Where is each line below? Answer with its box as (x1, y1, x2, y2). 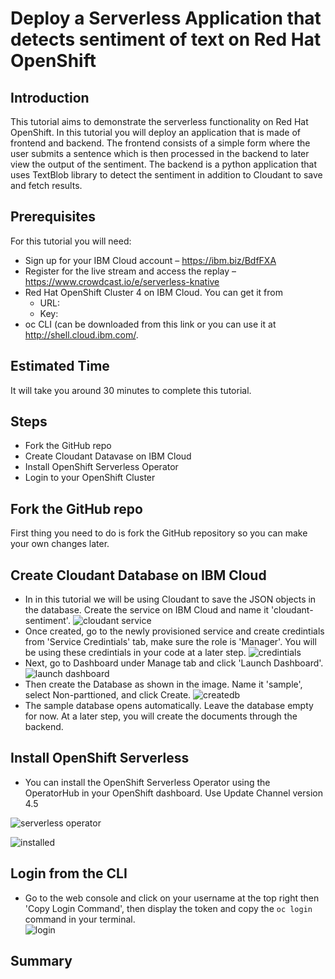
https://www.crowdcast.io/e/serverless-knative (24, 275, 220, 287)
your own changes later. (10, 538, 110, 550)
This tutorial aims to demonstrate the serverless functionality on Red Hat (10, 116, 309, 127)
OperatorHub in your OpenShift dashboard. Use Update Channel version (24, 787, 323, 799)
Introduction (10, 89, 90, 106)
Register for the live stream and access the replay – (24, 265, 237, 277)
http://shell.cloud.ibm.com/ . (24, 328, 139, 341)
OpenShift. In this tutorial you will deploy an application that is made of (10, 127, 301, 138)
